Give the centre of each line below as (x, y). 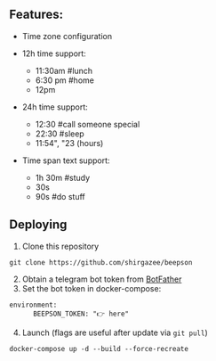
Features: (36, 15)
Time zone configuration (67, 36)
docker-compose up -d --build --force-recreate (99, 349)
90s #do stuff (60, 196)
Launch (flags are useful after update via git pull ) (115, 332)
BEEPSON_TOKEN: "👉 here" (80, 314)
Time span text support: (66, 160)
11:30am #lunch (64, 70)
